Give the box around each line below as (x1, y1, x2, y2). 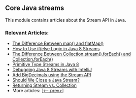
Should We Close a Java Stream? (12, 77, 80, 83)
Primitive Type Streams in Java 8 (12, 62, 79, 67)
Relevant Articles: (5, 29, 49, 36)
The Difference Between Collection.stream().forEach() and (12, 51, 131, 57)
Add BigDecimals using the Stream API (12, 72, 91, 78)
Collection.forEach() (12, 56, 53, 62)
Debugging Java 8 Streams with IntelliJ (12, 66, 92, 73)
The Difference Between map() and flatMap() (12, 40, 104, 46)
